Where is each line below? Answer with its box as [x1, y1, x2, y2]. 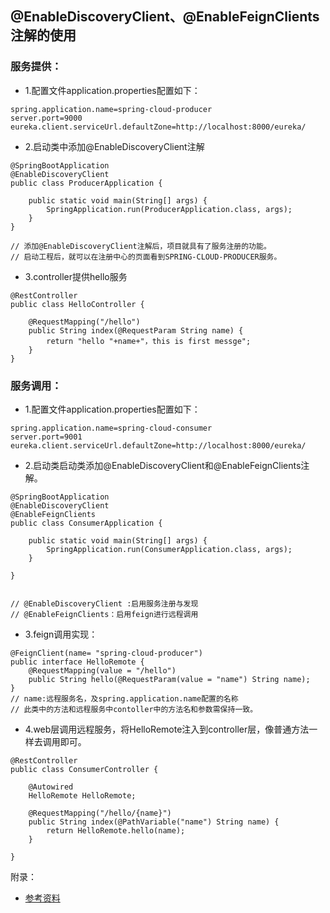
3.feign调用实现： [24, 628, 98, 640]
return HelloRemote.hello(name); [46, 825, 186, 836]
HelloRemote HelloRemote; [28, 790, 137, 801]
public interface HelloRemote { [10, 657, 145, 667]
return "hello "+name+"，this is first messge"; [46, 336, 252, 346]
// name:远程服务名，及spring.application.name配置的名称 [10, 693, 239, 704]
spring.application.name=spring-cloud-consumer [10, 423, 213, 433]
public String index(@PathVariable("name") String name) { [28, 817, 280, 827]
